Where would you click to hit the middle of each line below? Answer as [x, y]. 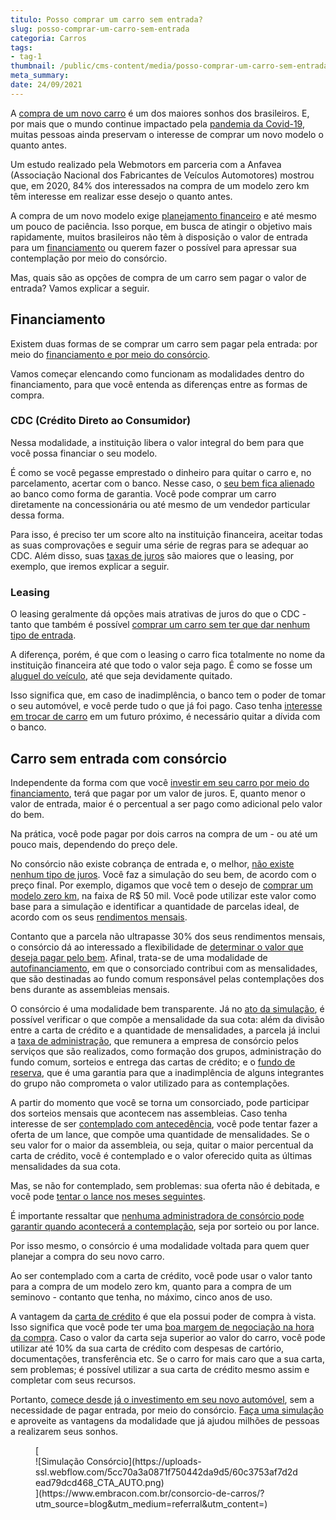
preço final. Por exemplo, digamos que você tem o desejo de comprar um [161, 885]
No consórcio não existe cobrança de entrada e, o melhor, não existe [152, 863]
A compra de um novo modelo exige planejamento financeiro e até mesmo [163, 215]
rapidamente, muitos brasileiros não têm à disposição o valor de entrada [159, 237]
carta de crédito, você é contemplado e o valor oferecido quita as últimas [161, 1155]
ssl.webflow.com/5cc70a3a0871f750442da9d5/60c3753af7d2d [166, 1472]
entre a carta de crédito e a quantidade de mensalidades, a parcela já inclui [165, 1030]
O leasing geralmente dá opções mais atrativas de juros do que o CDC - [158, 614]
